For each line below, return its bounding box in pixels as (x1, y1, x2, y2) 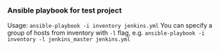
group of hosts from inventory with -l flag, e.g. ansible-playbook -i (7, 28, 206, 37)
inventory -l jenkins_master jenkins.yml (7, 36, 131, 43)
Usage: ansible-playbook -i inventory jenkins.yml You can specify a (7, 22, 213, 30)
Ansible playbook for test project (7, 6, 122, 15)
